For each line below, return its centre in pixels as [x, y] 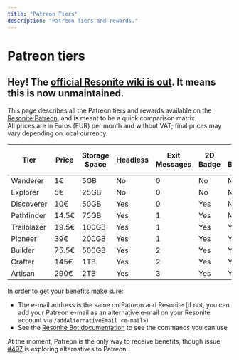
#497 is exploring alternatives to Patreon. [68, 349]
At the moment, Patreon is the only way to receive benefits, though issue [114, 341]
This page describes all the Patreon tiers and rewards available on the [110, 110]
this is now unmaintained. [66, 93]
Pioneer [24, 238]
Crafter [23, 262]
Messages [174, 164]
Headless [133, 160]
